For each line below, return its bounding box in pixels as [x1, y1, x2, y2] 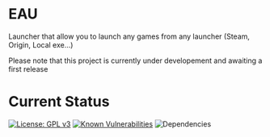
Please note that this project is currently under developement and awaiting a [8, 56, 263, 65]
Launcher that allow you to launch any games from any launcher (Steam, [8, 31, 251, 41]
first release [8, 64, 49, 73]
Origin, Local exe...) [8, 39, 74, 49]
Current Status [8, 93, 110, 111]
